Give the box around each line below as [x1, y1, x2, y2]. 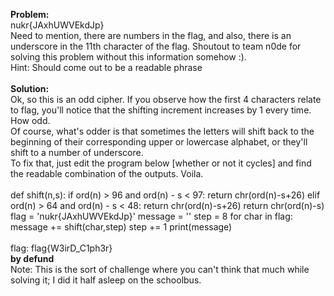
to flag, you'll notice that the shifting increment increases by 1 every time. [10, 104, 312, 116]
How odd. [10, 115, 51, 126]
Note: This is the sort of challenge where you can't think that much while [10, 264, 310, 275]
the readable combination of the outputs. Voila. [10, 168, 204, 179]
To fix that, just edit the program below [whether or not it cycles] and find [10, 157, 312, 169]
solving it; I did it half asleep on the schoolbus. [10, 274, 202, 286]
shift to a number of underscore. [10, 147, 144, 158]
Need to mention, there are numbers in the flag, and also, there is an [10, 30, 292, 41]
